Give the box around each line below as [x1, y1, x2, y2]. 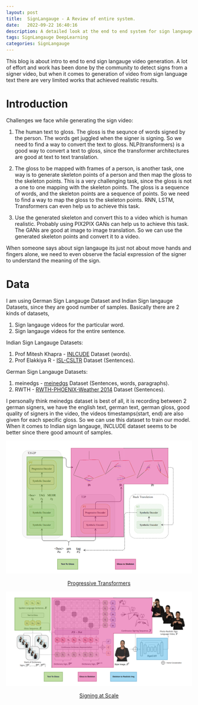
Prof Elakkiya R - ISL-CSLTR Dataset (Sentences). [14, 357, 135, 364]
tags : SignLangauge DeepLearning [6, 34, 88, 41]
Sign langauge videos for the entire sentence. [14, 327, 126, 334]
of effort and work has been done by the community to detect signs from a [6, 64, 187, 71]
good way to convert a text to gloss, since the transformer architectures [14, 147, 190, 154]
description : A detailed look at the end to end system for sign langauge [6, 28, 194, 34]
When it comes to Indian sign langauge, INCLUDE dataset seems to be [6, 422, 177, 429]
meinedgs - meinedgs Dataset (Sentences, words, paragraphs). [14, 379, 170, 387]
